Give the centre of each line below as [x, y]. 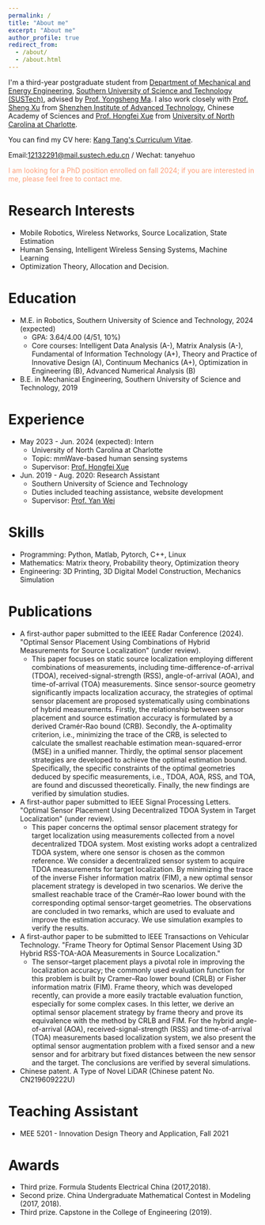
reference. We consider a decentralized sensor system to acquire [138, 861]
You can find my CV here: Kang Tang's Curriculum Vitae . [100, 139]
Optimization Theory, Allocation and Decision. [94, 266]
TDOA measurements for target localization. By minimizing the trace [142, 869]
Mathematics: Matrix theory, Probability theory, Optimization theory [129, 562]
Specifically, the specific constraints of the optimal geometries [133, 768]
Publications [50, 611]
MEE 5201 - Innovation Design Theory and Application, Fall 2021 [124, 1133]
